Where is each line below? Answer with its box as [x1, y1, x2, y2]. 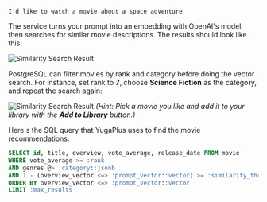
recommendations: [8, 134, 70, 143]
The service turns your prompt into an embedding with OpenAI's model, [8, 21, 244, 31]
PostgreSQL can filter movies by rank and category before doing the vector [8, 69, 255, 79]
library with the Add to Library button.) [8, 110, 136, 119]
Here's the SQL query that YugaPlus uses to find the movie [8, 126, 201, 134]
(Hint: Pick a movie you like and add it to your [95, 102, 245, 111]
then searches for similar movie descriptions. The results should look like [8, 30, 248, 39]
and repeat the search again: [8, 86, 103, 95]
